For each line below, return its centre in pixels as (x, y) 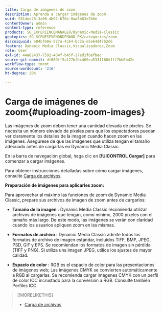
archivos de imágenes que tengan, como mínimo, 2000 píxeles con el (82, 214)
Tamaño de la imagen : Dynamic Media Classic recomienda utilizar (80, 209)
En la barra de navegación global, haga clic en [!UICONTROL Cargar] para (80, 156)
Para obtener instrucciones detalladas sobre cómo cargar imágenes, (74, 170)
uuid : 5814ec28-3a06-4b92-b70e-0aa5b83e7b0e (51, 19)
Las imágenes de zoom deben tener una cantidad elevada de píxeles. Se (78, 126)
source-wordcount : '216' (30, 69)
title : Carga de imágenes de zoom (40, 10)
